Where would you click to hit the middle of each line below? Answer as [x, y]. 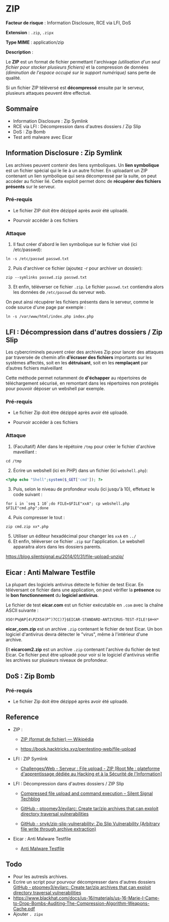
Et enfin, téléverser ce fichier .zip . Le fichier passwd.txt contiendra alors [88, 287]
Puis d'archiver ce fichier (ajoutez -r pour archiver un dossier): [78, 268]
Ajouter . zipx [28, 914]
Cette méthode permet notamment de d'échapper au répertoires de [76, 378]
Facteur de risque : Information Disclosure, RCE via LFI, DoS [68, 23]
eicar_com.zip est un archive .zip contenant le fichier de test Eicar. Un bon [84, 629]
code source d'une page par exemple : [46, 308]
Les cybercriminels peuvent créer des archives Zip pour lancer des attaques [85, 352]
